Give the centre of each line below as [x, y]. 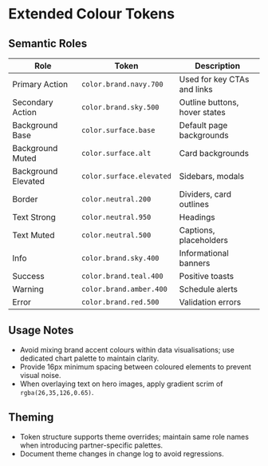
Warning [28, 289]
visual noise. [40, 375]
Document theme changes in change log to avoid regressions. [122, 453]
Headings [197, 217]
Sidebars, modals [212, 176]
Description [218, 66]
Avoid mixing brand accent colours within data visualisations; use [127, 349]
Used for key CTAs [214, 79]
